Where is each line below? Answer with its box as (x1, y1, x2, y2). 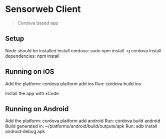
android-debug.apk (5, 129, 45, 135)
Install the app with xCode (5, 90, 59, 96)
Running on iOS (5, 67, 54, 76)
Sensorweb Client (5, 3, 81, 15)
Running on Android (5, 105, 69, 113)
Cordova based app (17, 20, 58, 26)
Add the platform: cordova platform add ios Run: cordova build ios (5, 81, 141, 87)
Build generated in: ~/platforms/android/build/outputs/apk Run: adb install (5, 123, 157, 129)
